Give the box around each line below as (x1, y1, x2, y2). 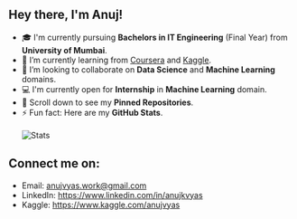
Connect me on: (8, 156, 100, 171)
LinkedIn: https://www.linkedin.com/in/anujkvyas (21, 189, 204, 200)
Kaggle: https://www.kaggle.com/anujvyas (21, 199, 181, 210)
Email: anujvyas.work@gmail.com (21, 180, 147, 191)
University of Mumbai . (21, 44, 107, 55)
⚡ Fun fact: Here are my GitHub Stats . (21, 107, 163, 118)
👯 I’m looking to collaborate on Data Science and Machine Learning (21, 63, 276, 75)
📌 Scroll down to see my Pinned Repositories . (21, 97, 194, 108)
